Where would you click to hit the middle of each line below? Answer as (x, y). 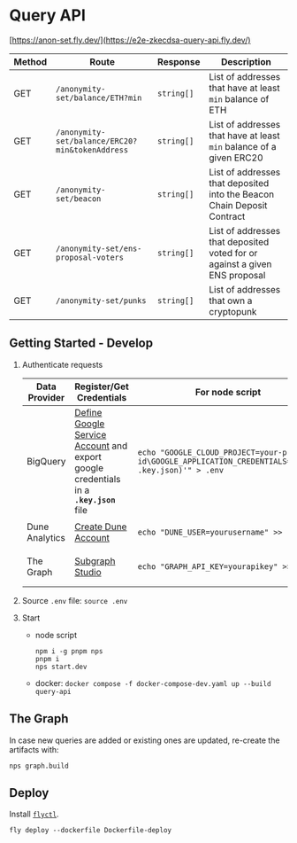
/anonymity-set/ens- (99, 248)
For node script (228, 392)
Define (88, 412)
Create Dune (101, 527)
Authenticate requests (62, 364)
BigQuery (46, 461)
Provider (46, 397)
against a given (240, 264)
